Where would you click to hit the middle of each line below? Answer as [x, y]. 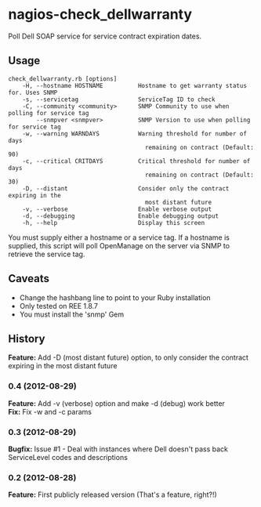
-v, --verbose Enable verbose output [117, 209]
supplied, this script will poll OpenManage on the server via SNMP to [119, 245]
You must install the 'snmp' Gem [72, 314]
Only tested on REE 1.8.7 [59, 306]
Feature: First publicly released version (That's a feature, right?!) [112, 494]
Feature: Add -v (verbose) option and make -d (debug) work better [117, 403]
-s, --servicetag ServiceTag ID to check [119, 100]
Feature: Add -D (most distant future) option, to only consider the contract [129, 357]
